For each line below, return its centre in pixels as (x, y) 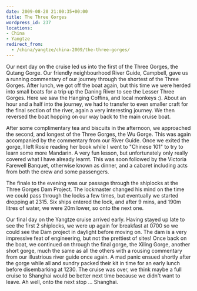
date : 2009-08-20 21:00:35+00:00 (47, 11)
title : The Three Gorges (36, 17)
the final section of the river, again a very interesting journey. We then (91, 110)
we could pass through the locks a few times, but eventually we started (92, 195)
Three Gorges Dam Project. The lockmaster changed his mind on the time (95, 189)
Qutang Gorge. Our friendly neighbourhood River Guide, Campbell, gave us (97, 73)
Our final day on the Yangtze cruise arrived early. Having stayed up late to (96, 219)
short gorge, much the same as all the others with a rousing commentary (94, 250)
